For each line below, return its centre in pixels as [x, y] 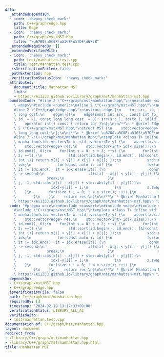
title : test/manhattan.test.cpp [47, 64]
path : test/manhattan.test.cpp [46, 60]
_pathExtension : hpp [30, 74]
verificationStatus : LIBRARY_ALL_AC [47, 310]
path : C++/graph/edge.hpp [40, 23]
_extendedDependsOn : [30, 14]
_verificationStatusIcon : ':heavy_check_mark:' [59, 78]
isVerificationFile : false [37, 292]
